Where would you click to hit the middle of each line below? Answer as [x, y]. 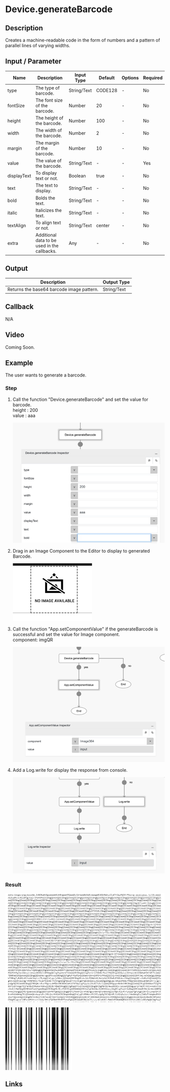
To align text [48, 223]
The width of [49, 131]
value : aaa [24, 415]
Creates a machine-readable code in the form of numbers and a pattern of [83, 40]
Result [13, 885]
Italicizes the [49, 210]
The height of [49, 118]
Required [153, 77]
